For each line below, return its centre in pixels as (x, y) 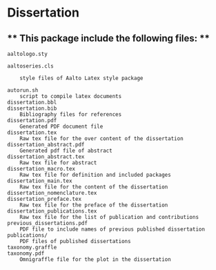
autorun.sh (23, 90)
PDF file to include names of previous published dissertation (112, 229)
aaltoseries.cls (30, 66)
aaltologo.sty (28, 54)
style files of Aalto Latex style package (81, 78)
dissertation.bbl (32, 102)
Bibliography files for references (71, 115)
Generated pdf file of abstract (66, 151)
